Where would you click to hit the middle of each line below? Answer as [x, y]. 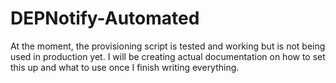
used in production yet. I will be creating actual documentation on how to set [168, 56]
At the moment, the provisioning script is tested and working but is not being [168, 46]
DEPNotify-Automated [105, 18]
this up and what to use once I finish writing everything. [125, 67]
